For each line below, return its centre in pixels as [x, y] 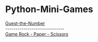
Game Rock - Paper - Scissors [37, 34]
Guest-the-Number [25, 23]
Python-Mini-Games [49, 9]
